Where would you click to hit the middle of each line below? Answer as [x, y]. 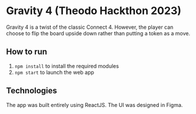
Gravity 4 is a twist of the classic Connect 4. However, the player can [90, 27]
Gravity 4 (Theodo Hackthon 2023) [94, 11]
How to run [27, 52]
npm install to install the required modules [67, 66]
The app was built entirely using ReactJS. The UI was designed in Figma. [94, 105]
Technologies [32, 91]
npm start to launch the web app [54, 72]
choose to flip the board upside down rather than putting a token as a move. [98, 33]
